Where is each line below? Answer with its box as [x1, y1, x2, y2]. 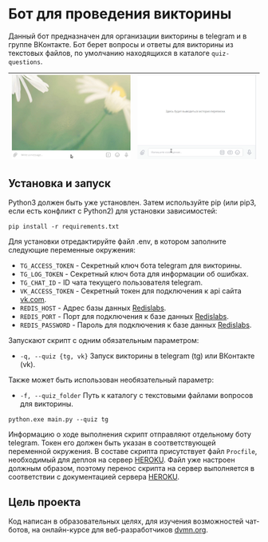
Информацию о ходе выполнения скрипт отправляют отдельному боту [8, 429, 251, 440]
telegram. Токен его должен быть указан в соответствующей [8, 438, 217, 448]
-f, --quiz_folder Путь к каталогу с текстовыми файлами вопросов [19, 391, 254, 401]
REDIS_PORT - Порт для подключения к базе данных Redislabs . [19, 312, 229, 321]
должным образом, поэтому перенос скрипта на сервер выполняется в [8, 464, 255, 473]
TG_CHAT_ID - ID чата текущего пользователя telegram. [19, 277, 203, 288]
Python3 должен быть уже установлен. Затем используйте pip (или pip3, [8, 197, 257, 208]
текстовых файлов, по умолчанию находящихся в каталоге [8, 48, 210, 58]
